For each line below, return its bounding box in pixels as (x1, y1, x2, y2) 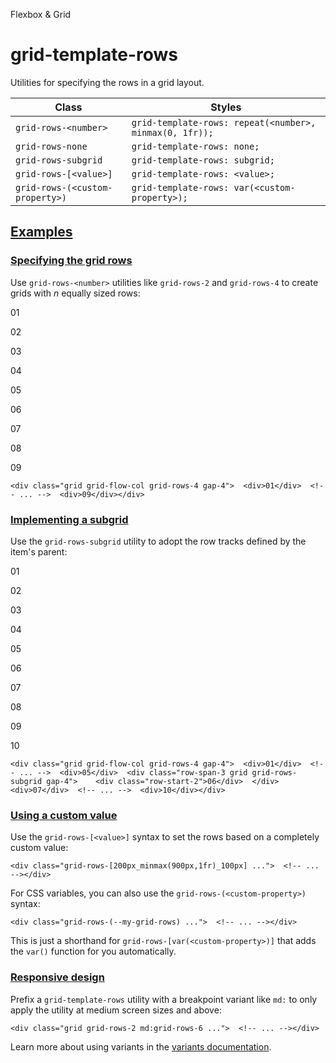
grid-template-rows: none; (131, 140, 260, 152)
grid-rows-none (15, 140, 88, 152)
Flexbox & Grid (10, 9, 72, 20)
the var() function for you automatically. (10, 945, 177, 958)
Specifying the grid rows (10, 254, 133, 268)
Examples (10, 224, 73, 241)
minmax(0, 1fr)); (131, 127, 214, 138)
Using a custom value (10, 808, 118, 822)
